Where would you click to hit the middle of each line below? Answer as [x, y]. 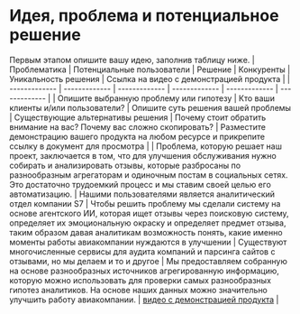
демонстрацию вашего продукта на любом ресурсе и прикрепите [137, 136]
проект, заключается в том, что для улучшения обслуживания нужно [143, 155]
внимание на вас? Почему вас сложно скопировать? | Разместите [137, 126]
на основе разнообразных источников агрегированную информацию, [144, 271]
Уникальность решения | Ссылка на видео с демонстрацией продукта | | [150, 78]
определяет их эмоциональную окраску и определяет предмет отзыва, [148, 223]
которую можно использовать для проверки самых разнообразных [141, 280]
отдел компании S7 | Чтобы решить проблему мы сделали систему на [145, 203]
